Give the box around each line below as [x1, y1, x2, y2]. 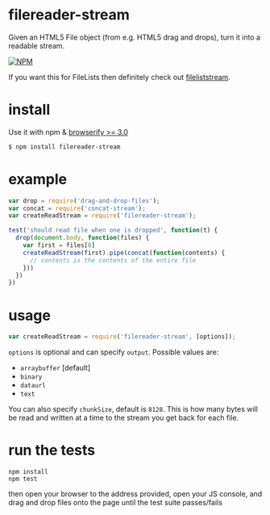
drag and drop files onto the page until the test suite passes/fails [8, 498, 223, 508]
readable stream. [8, 40, 65, 50]
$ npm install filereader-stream [8, 143, 121, 151]
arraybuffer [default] [19, 363, 91, 373]
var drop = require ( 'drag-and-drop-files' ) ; [8, 196, 160, 205]
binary [19, 373, 43, 381]
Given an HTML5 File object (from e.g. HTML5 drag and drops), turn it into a [8, 32, 260, 42]
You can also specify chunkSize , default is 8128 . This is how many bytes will [8, 404, 258, 414]
